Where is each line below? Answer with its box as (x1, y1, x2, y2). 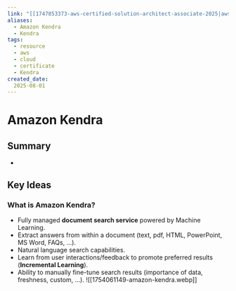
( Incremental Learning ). (17, 260, 88, 269)
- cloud (13, 56, 37, 63)
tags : (7, 36, 23, 43)
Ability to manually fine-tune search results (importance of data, (17, 268, 204, 276)
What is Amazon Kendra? (7, 200, 96, 210)
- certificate (13, 62, 55, 69)
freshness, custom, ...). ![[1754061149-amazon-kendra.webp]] (17, 275, 197, 284)
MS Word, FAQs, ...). (17, 238, 76, 246)
